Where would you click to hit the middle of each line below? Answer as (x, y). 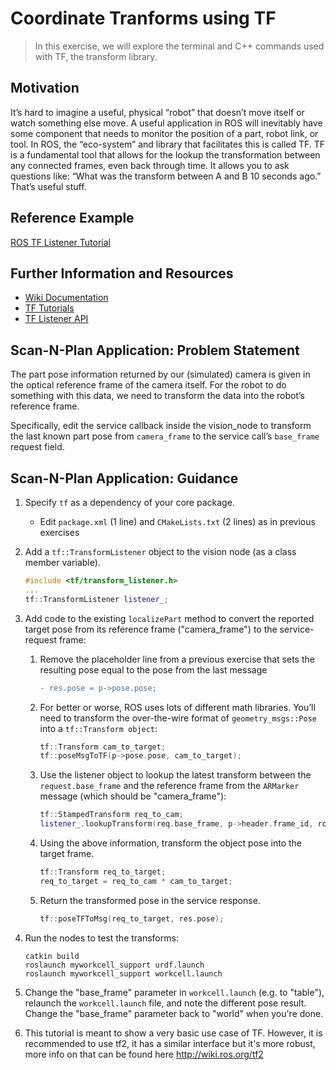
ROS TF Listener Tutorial (60, 242)
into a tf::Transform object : (98, 728)
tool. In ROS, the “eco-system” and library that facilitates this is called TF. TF (168, 144)
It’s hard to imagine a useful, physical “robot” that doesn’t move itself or (157, 112)
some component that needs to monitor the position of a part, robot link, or (164, 133)
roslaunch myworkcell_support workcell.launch (123, 973)
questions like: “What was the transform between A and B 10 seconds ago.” (166, 176)
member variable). (62, 562)
